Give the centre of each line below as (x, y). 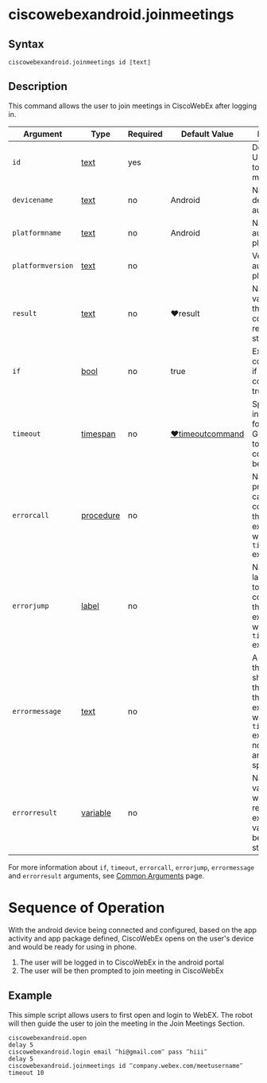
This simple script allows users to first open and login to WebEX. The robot (130, 1015)
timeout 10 (26, 1073)
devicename (33, 200)
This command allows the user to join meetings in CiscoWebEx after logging (132, 106)
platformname (37, 233)
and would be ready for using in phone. (73, 947)
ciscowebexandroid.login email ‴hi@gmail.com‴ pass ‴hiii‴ (108, 1052)
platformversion (43, 265)
